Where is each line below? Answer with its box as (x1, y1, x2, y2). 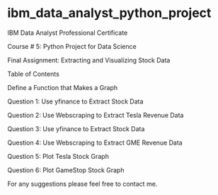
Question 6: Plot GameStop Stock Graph (7, 165, 125, 174)
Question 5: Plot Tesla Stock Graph (7, 152, 110, 160)
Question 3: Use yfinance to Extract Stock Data (7, 124, 145, 133)
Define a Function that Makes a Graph (7, 83, 118, 91)
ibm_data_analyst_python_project (7, 5, 212, 21)
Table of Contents (7, 69, 60, 78)
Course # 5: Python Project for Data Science (7, 42, 137, 50)
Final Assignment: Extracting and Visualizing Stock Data (7, 55, 171, 65)
